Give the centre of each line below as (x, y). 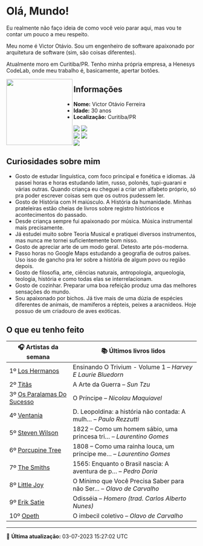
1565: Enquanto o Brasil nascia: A (121, 464)
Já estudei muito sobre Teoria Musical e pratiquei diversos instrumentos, (105, 234)
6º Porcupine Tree (35, 450)
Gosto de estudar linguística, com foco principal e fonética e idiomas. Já (105, 176)
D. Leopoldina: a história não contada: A (129, 412)
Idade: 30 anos (92, 111)
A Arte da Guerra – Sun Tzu (111, 385)
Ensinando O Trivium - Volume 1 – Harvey (133, 367)
